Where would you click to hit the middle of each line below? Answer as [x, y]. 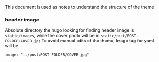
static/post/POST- [119, 36]
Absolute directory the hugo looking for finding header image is [70, 30]
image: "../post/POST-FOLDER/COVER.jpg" [47, 55]
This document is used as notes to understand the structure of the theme [79, 7]
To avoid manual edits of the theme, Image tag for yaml [98, 41]
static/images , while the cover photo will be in [52, 36]
